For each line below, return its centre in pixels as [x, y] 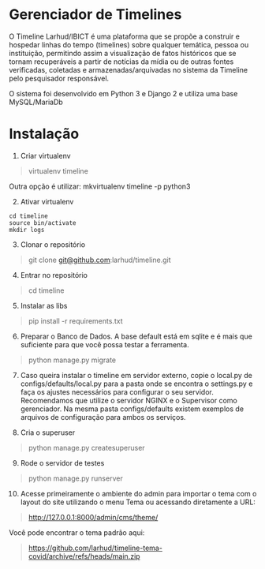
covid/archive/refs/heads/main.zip [84, 556]
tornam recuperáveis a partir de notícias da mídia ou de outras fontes [121, 62]
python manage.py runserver [75, 478]
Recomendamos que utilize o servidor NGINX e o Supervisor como [129, 400]
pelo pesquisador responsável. [59, 78]
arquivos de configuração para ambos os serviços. [103, 417]
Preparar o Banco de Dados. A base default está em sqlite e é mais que [136, 336]
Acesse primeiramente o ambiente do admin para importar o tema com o [138, 493]
